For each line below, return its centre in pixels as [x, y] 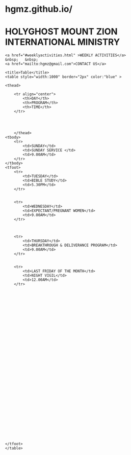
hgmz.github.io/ [39, 9]
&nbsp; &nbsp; [22, 60]
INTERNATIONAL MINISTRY [63, 42]
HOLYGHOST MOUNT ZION [61, 32]
